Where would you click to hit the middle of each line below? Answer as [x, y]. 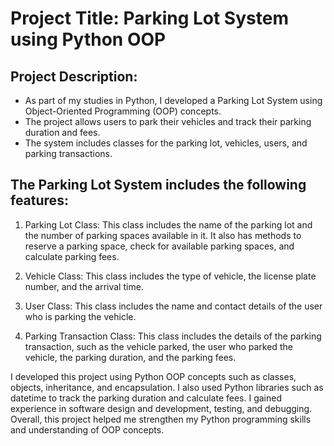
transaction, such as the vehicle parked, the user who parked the [158, 346]
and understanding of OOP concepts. [87, 429]
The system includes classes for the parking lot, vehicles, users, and [166, 143]
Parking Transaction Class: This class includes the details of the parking [173, 336]
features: [39, 200]
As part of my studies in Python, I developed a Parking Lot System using [173, 100]
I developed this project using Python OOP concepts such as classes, [153, 376]
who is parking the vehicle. [80, 316]
